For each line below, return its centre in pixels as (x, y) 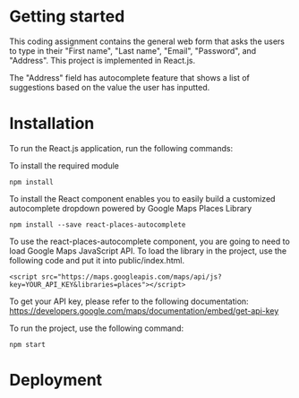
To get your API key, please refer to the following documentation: (129, 301)
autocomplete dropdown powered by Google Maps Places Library (131, 208)
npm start (28, 344)
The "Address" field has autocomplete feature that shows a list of (130, 77)
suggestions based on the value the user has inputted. (110, 87)
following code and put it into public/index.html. (97, 260)
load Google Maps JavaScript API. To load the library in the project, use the (148, 251)
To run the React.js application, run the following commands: (121, 148)
